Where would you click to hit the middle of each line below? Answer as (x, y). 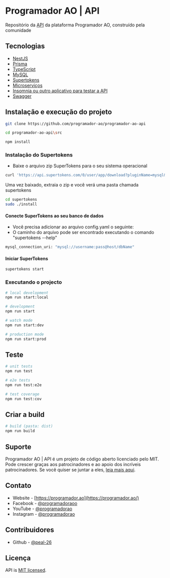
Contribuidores (30, 530)
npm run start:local (27, 297)
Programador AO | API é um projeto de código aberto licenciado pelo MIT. (82, 459)
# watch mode (19, 321)
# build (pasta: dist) (29, 426)
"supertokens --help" (35, 238)
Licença (18, 558)
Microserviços (28, 85)
